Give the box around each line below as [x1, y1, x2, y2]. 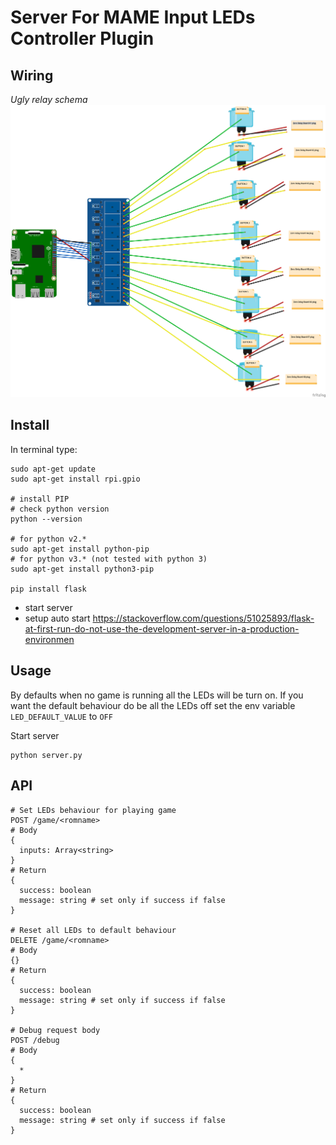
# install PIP [10, 494, 70, 504]
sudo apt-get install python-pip [10, 544, 150, 554]
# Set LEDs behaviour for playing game [10, 805, 177, 815]
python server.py [10, 750, 83, 760]
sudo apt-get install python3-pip [10, 564, 155, 574]
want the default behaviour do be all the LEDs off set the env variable [10, 699, 296, 711]
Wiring [10, 67, 54, 84]
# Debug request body [10, 1025, 101, 1035]
